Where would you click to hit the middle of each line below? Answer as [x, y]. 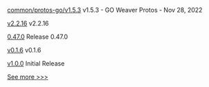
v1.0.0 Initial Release [36, 64]
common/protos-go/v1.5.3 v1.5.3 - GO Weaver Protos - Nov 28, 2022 [105, 10]
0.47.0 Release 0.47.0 [38, 37]
